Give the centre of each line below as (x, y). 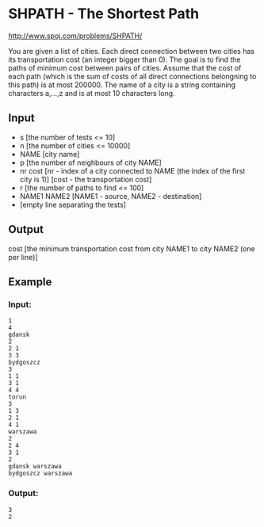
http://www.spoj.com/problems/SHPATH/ (75, 36)
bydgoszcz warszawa (40, 474)
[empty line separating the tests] (73, 204)
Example (30, 282)
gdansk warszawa (35, 467)
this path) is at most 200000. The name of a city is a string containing (122, 85)
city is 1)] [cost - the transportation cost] (86, 179)
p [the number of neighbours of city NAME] (91, 162)
